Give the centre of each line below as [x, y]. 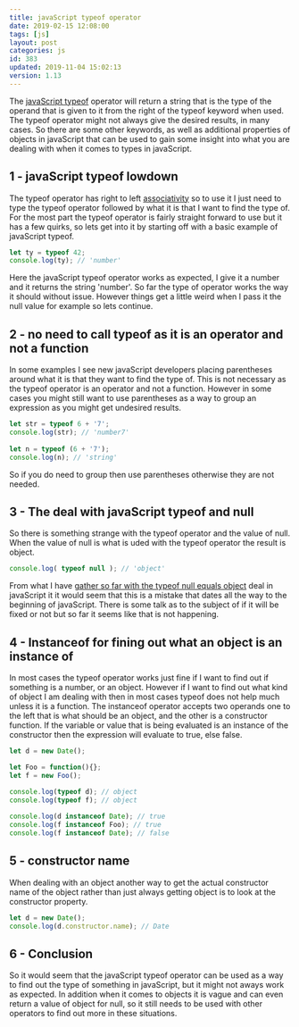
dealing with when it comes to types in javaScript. [100, 148]
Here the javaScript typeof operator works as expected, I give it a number [145, 278]
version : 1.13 [36, 76]
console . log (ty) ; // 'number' [66, 261]
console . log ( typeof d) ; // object [74, 791]
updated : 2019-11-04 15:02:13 [66, 68]
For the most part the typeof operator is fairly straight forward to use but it [146, 217]
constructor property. [49, 901]
